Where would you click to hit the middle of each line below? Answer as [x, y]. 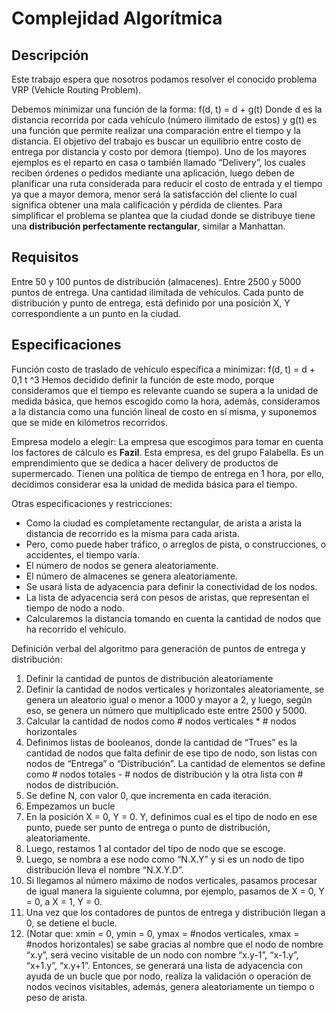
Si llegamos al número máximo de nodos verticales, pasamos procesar [171, 880]
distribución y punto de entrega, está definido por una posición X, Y [151, 303]
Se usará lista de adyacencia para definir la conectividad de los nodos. [171, 586]
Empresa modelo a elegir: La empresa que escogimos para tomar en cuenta [167, 441]
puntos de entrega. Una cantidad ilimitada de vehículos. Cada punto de [157, 292]
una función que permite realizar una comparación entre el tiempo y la [156, 130]
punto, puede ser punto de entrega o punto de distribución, [148, 827]
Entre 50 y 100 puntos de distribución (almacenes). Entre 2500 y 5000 [156, 281]
